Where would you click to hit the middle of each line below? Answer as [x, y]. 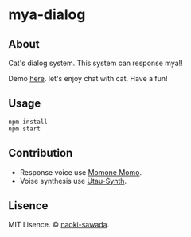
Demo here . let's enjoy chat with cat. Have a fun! [88, 78]
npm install [28, 122]
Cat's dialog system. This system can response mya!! [95, 63]
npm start [25, 129]
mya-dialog [47, 15]
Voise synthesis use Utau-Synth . [73, 181]
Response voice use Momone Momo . [80, 172]
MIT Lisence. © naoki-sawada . [59, 225]
